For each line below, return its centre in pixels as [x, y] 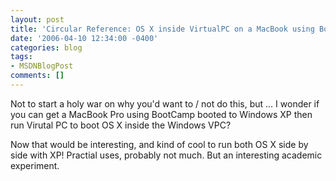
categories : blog [46, 47]
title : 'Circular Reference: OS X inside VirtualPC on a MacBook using [162, 29]
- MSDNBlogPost [42, 66]
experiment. [35, 165]
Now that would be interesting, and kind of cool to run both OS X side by [159, 144]
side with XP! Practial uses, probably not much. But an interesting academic [166, 155]
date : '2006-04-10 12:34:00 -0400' [84, 38]
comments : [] [37, 76]
